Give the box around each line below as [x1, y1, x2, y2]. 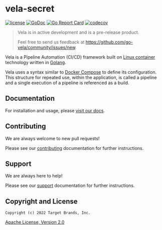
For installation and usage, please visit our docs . [5, 107, 105, 113]
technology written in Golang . [5, 59, 66, 65]
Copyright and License [5, 197, 78, 205]
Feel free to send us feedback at [17, 39, 85, 45]
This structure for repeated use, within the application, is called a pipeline [5, 74, 157, 80]
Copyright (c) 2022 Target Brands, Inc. [5, 210, 91, 215]
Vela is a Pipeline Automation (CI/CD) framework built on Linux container [5, 54, 155, 60]
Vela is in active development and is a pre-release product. [17, 29, 139, 35]
